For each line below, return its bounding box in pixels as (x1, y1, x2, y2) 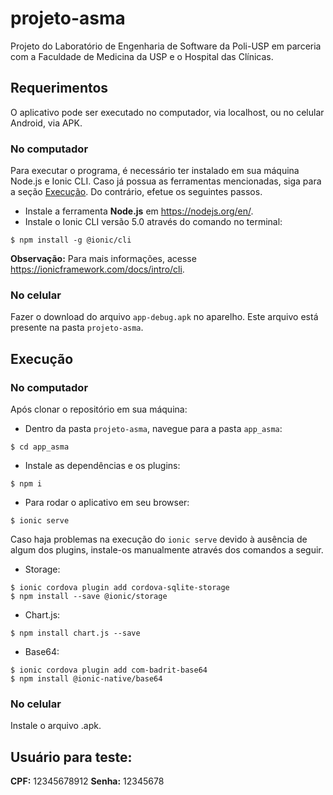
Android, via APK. (10, 117, 83, 129)
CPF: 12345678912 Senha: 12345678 (10, 775, 165, 787)
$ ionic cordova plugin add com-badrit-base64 (10, 665, 208, 676)
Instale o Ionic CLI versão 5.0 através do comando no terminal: (24, 216, 283, 228)
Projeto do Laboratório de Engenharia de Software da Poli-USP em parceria (10, 40, 322, 52)
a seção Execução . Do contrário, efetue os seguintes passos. (10, 186, 263, 198)
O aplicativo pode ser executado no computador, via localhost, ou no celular (10, 106, 325, 118)
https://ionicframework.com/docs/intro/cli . (10, 263, 185, 276)
